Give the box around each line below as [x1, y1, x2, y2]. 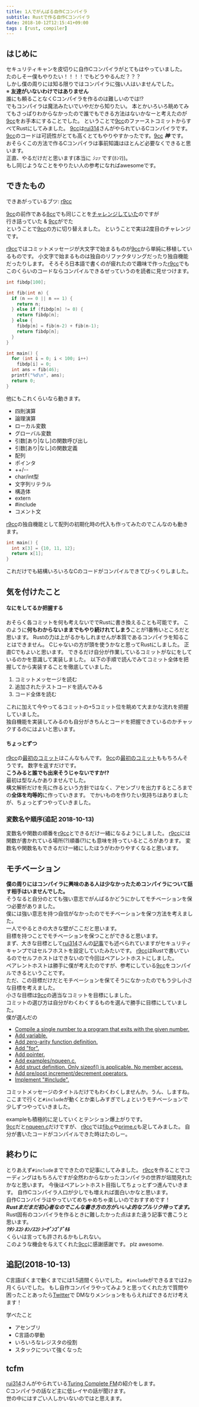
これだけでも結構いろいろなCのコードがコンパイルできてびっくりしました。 [6, 567, 192, 575]
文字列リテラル [14, 480, 52, 487]
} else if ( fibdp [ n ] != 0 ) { [11, 307, 84, 312]
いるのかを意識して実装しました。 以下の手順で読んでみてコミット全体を [6, 656, 184, 663]
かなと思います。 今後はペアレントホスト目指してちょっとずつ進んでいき [6, 1181, 183, 1188]
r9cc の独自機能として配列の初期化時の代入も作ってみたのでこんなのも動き [6, 520, 188, 528]
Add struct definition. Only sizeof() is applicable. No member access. [14, 1064, 184, 1071]
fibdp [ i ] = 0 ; [17, 361, 52, 368]
